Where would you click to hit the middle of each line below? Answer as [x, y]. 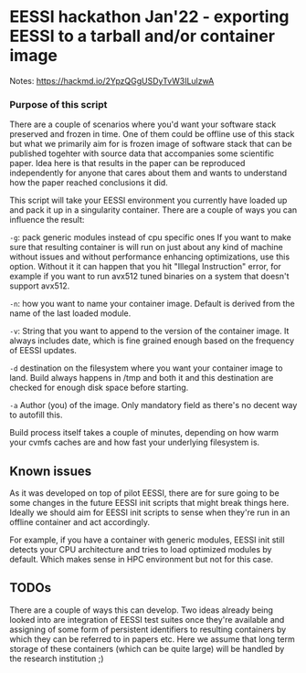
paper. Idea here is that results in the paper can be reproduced [127, 163]
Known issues [51, 471]
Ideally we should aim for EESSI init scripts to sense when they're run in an [150, 512]
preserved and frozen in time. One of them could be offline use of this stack [152, 134]
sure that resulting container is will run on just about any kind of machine [146, 247]
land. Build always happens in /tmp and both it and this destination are [142, 378]
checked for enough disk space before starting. [99, 388]
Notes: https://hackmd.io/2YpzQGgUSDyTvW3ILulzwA [112, 80]
